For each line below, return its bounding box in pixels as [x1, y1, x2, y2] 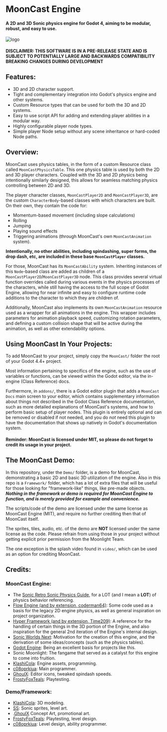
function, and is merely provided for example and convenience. [5, 495, 140, 501]
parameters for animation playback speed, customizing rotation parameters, [5, 315, 162, 321]
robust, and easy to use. [5, 25, 57, 31]
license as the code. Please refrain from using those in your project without [5, 531, 160, 537]
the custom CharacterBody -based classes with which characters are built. [5, 197, 156, 203]
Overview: [5, 148, 39, 157]
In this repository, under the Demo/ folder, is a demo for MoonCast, [5, 469, 141, 475]
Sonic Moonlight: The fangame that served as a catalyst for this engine [12, 650, 159, 655]
